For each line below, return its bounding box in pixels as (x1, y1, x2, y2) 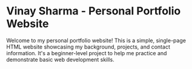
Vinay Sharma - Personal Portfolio (6, 4, 181, 18)
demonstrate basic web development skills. (6, 56, 114, 63)
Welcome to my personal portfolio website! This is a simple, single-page (6, 37, 187, 44)
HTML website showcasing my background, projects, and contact (6, 43, 171, 50)
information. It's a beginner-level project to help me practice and (6, 49, 167, 56)
